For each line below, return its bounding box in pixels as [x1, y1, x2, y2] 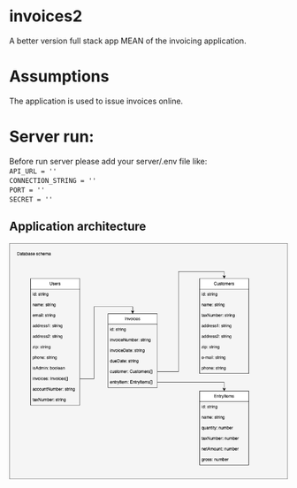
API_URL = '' [9, 166, 57, 176]
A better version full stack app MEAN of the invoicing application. [9, 35, 247, 46]
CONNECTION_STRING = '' [9, 176, 97, 185]
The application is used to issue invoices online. [9, 95, 184, 106]
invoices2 [9, 6, 83, 27]
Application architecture [9, 219, 147, 234]
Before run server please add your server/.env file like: [9, 156, 208, 166]
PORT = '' [9, 186, 46, 194]
